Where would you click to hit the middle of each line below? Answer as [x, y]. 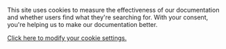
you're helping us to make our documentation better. [82, 24]
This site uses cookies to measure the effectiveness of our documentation [113, 10]
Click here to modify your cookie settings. [67, 38]
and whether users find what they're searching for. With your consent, [108, 17]
